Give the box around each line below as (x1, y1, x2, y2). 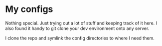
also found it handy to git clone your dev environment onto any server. (5, 25, 150, 31)
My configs (5, 3, 53, 15)
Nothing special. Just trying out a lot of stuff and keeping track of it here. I (5, 20, 158, 26)
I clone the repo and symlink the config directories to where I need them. (5, 35, 155, 41)
